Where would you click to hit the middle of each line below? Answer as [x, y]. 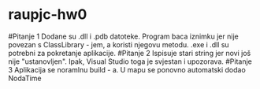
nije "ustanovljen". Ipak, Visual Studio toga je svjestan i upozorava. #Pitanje [130, 61]
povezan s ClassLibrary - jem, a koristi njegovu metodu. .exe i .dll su [119, 44]
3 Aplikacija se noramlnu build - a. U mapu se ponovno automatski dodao [127, 69]
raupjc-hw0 [48, 15]
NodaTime [25, 78]
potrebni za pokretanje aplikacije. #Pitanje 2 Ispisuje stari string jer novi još [130, 53]
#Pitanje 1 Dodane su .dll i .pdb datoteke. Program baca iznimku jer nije [123, 36]
